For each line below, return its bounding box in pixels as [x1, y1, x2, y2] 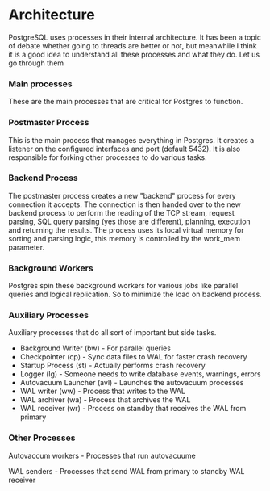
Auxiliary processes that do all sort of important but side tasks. [8, 328, 217, 338]
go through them [8, 58, 64, 68]
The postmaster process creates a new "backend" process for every [8, 191, 236, 200]
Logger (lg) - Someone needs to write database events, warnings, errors [19, 369, 261, 379]
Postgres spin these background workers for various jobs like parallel [8, 281, 239, 291]
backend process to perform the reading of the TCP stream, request [8, 208, 235, 217]
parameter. [8, 242, 45, 252]
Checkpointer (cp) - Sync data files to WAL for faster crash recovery [19, 352, 247, 362]
